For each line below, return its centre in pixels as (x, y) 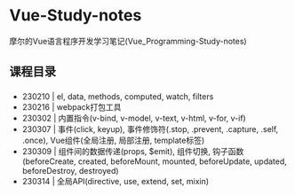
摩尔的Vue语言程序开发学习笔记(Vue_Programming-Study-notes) (128, 41)
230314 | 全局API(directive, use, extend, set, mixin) (116, 182)
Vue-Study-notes (76, 16)
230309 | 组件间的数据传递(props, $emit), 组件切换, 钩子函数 (133, 152)
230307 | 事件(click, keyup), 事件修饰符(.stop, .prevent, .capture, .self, (150, 129)
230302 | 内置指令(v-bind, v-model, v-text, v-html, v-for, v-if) (134, 118)
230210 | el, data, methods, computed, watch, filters (118, 97)
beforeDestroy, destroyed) (70, 171)
